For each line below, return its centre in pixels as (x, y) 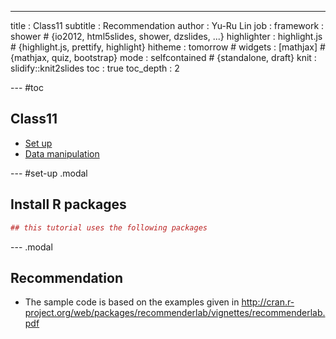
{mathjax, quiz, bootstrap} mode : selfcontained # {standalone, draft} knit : (163, 57)
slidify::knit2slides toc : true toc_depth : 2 (95, 68)
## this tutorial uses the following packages (109, 227)
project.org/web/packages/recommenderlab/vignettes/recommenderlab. (175, 313)
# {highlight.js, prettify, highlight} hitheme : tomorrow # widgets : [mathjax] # (168, 47)
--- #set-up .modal (49, 173)
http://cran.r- (268, 302)
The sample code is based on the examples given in (132, 302)
